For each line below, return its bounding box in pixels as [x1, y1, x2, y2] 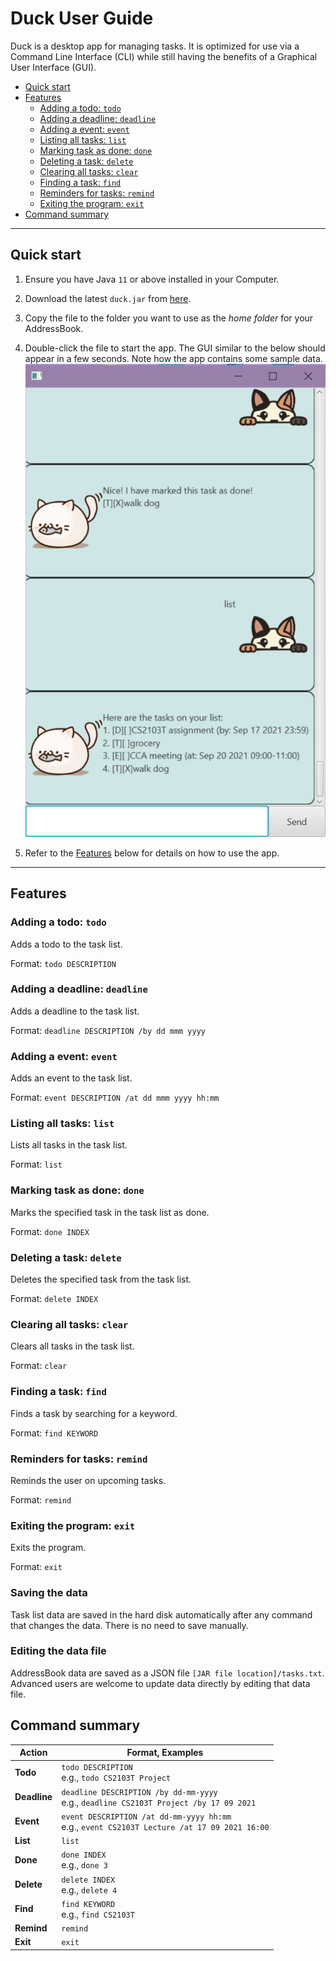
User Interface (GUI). [10, 61, 97, 73]
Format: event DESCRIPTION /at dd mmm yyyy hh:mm [10, 1092, 220, 1104]
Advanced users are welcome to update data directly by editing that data [10, 1677, 311, 1689]
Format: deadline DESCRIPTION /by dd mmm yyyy [10, 1024, 206, 1036]
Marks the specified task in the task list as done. [10, 1206, 210, 1218]
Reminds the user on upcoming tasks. [10, 1474, 167, 1486]
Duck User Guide [10, 7, 154, 30]
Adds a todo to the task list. [10, 938, 123, 950]
